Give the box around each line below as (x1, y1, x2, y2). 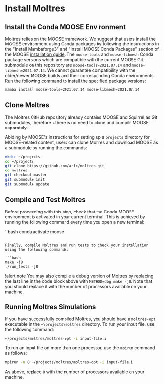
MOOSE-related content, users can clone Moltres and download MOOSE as (5, 139, 159, 145)
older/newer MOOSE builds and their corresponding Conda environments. (5, 73, 155, 78)
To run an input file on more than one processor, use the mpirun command (5, 345, 155, 351)
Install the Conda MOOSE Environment (5, 23, 126, 31)
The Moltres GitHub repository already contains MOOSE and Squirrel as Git (5, 114, 158, 120)
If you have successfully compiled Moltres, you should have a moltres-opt (5, 316, 156, 322)
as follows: (5, 350, 27, 356)
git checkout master (5, 172, 48, 178)
